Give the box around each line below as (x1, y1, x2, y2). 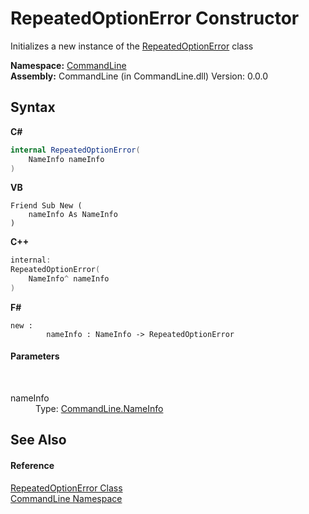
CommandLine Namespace (10, 492, 123, 504)
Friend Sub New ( (10, 201, 83, 211)
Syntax (10, 99, 56, 116)
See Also (10, 432, 67, 449)
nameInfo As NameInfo (28, 210, 118, 220)
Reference (10, 460, 55, 472)
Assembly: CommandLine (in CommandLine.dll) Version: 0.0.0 (10, 70, 269, 82)
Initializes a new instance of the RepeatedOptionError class (10, 40, 254, 52)
